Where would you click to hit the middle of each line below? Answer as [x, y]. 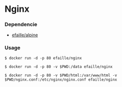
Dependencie [21, 25]
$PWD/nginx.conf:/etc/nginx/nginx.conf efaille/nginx [61, 80]
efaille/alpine [25, 35]
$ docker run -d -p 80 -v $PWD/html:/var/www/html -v [61, 75]
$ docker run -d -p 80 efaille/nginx [43, 58]
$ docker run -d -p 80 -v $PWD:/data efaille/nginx [59, 67]
